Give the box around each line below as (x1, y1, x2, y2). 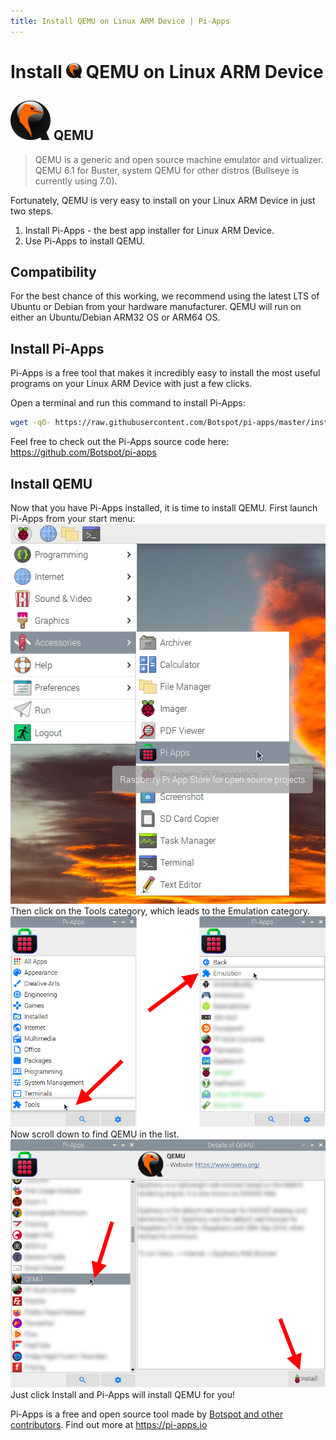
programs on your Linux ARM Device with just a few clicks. (10, 378, 253, 390)
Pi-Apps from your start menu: (10, 512, 136, 524)
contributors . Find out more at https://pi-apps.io (10, 1418, 208, 1430)
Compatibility (10, 264, 97, 281)
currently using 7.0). (34, 175, 118, 187)
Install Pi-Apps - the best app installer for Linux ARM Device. (24, 224, 275, 236)
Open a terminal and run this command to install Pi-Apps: (10, 397, 246, 409)
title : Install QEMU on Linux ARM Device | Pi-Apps (10, 16, 230, 26)
